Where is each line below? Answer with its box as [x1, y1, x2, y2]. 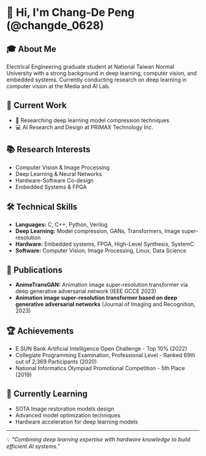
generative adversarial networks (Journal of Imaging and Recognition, [15, 300, 196, 308]
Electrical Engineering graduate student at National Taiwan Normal [6, 63, 175, 70]
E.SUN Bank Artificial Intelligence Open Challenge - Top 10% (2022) [15, 345, 188, 352]
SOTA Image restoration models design [15, 405, 115, 412]
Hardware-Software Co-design [15, 177, 94, 184]
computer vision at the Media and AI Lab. [6, 83, 110, 89]
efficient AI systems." [6, 443, 60, 450]
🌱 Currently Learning [6, 389, 88, 399]
